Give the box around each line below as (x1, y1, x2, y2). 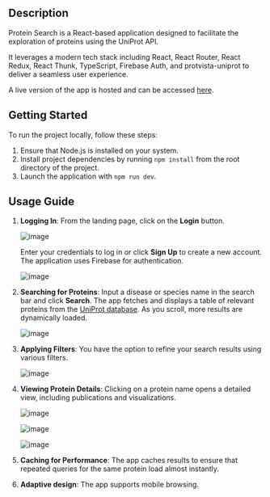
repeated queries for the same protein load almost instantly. (19, 464, 220, 474)
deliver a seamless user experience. (8, 69, 129, 79)
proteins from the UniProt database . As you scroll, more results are (19, 305, 243, 314)
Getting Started (8, 108, 88, 122)
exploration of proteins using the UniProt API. (8, 36, 159, 46)
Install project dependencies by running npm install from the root (19, 154, 240, 164)
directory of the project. (19, 162, 99, 172)
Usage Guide (8, 195, 75, 208)
